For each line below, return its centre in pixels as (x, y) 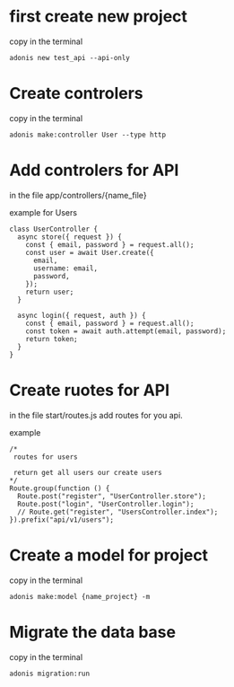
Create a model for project (109, 555)
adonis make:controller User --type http (88, 135)
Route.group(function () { (60, 488)
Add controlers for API (94, 170)
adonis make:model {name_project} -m (80, 596)
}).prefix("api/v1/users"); (62, 520)
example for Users (43, 212)
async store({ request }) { (70, 237)
